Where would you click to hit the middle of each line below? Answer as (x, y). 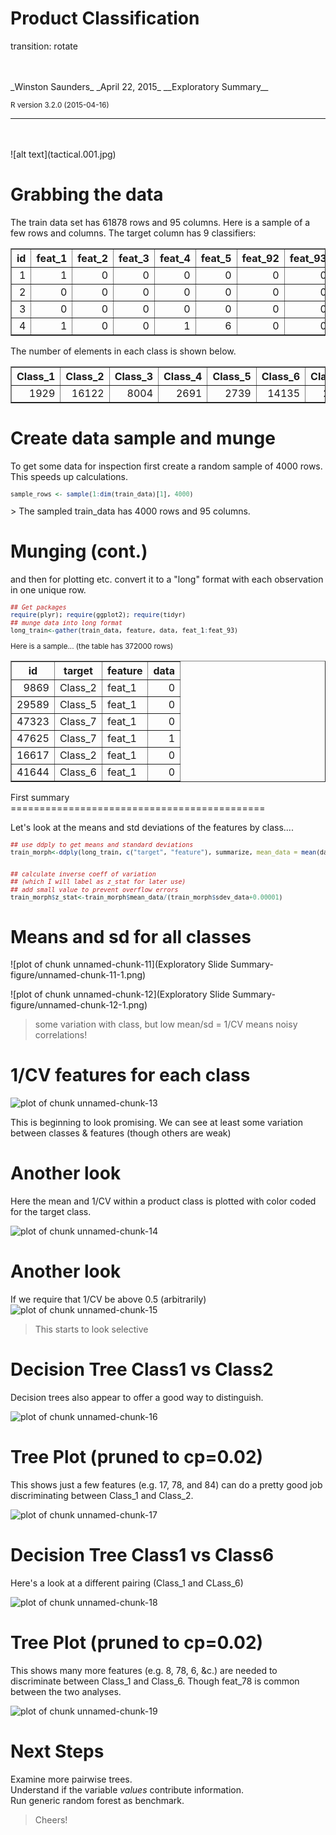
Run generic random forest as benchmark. (97, 1800)
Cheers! (51, 1819)
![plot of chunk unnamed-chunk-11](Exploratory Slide (119, 964)
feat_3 (134, 258)
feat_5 (216, 258)
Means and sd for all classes (131, 936)
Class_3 (134, 376)
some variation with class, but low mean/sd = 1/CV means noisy (166, 1024)
